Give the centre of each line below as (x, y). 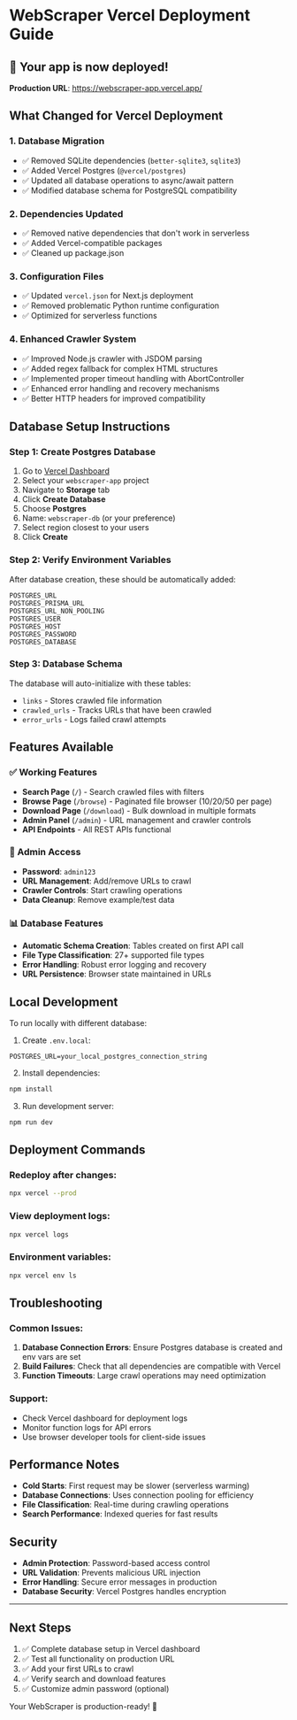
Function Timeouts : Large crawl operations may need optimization (144, 1376)
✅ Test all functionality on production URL (98, 1659)
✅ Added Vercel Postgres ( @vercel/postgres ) (104, 170)
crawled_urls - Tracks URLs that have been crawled (117, 710)
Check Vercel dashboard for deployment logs (105, 1418)
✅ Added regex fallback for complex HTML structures (120, 368)
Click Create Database (64, 499)
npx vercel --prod (43, 1193)
